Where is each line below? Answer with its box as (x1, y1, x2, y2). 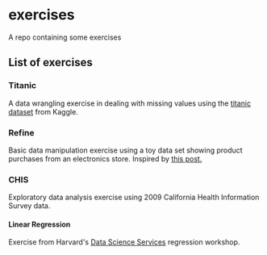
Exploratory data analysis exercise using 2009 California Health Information (8, 192, 260, 203)
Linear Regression (8, 219, 71, 229)
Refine (8, 127, 35, 138)
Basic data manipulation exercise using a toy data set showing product (8, 145, 244, 155)
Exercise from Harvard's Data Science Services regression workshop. (8, 237, 240, 247)
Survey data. (8, 201, 51, 211)
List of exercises (8, 56, 93, 69)
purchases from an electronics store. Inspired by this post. (8, 153, 202, 163)
